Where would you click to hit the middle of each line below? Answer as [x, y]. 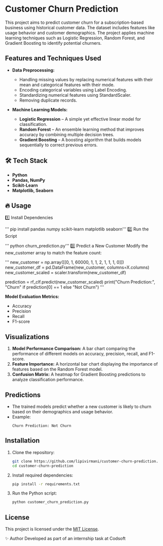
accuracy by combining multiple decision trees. [67, 134]
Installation [22, 441]
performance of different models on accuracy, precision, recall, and [80, 354]
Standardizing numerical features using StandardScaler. [75, 95]
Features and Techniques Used [53, 59]
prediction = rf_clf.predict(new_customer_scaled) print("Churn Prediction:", [80, 282]
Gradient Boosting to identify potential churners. [53, 43]
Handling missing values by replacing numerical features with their [86, 79]
